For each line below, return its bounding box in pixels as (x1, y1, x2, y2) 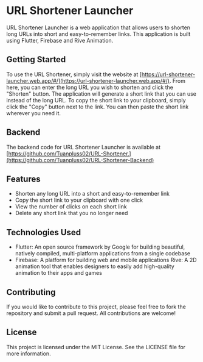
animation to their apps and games (15, 269, 102, 277)
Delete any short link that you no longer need (15, 210, 128, 217)
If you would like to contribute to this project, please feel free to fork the (6, 303, 187, 310)
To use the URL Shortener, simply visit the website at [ (6, 71, 142, 78)
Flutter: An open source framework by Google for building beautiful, (15, 243, 185, 250)
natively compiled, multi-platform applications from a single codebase (15, 250, 190, 257)
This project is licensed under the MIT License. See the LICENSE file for (6, 343, 186, 350)
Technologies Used (6, 227, 81, 238)
